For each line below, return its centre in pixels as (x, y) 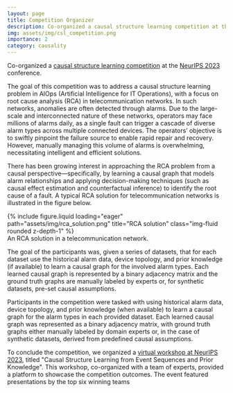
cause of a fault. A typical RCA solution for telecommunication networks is (113, 195)
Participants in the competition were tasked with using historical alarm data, (115, 302)
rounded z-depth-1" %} (41, 231)
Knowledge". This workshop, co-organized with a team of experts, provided (115, 367)
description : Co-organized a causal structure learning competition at (113, 26)
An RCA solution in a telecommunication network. (78, 238)
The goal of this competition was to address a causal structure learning (109, 86)
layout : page (26, 14)
